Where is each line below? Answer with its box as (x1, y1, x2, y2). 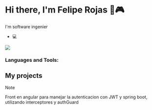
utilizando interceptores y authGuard (5, 99, 79, 105)
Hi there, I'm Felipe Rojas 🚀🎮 (5, 4, 125, 16)
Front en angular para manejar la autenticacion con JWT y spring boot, (5, 94, 148, 100)
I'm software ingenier (5, 23, 48, 30)
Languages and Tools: (5, 56, 59, 63)
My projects (5, 72, 43, 80)
